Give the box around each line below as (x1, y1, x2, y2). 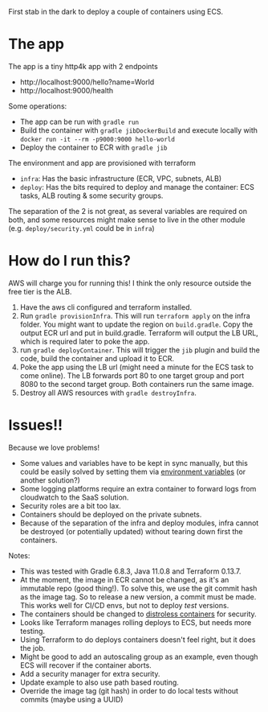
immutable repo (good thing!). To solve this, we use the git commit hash (19, 583, 258, 593)
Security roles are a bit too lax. (19, 500, 122, 510)
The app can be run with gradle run (19, 117, 140, 126)
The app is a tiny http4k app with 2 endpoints (8, 61, 158, 71)
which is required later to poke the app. (19, 336, 150, 346)
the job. (19, 643, 46, 652)
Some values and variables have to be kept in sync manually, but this (19, 458, 249, 467)
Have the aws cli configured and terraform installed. (19, 302, 193, 312)
